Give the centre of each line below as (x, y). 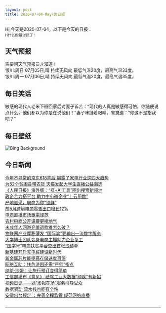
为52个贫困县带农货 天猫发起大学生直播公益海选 (54, 184)
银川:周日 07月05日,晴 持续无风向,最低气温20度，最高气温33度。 (71, 70)
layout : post (19, 10)
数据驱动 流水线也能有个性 (32, 289)
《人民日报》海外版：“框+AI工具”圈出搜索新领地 (54, 190)
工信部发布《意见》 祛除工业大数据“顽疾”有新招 (53, 276)
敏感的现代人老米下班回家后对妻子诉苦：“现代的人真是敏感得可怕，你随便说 (82, 106)
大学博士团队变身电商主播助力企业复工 (44, 239)
